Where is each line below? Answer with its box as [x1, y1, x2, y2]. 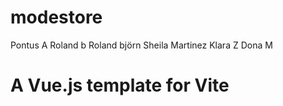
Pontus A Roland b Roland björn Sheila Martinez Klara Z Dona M [10, 39, 273, 51]
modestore [10, 6, 103, 29]
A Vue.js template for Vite [10, 74, 230, 97]
